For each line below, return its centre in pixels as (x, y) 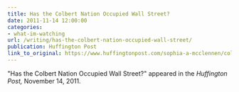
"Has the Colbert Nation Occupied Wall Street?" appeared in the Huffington (117, 73)
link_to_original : (34, 54)
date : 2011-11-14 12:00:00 (47, 21)
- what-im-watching (36, 34)
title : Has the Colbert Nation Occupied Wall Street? (89, 14)
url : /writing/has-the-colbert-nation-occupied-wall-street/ (100, 40)
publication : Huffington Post (52, 47)
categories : (25, 27)
